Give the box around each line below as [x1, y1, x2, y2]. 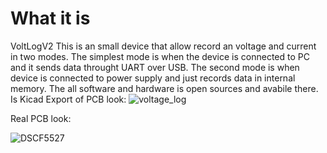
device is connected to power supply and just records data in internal [10, 72, 296, 84]
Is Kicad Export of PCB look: [10, 93, 127, 105]
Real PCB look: [10, 112, 72, 124]
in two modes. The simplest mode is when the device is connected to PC [10, 50, 310, 62]
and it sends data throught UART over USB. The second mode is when [10, 61, 300, 73]
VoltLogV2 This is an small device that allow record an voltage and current [10, 40, 317, 52]
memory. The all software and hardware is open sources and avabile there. [10, 82, 319, 94]
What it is [10, 7, 91, 30]
